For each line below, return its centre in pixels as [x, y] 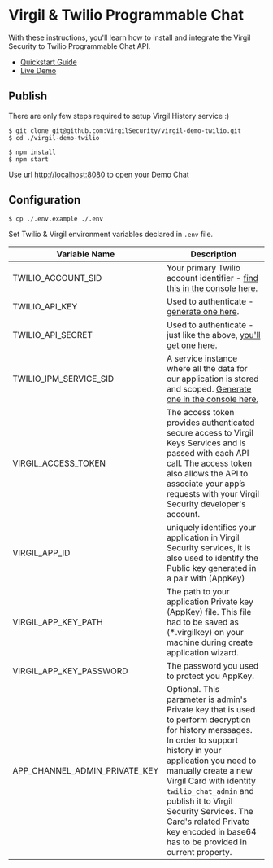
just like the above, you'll [213, 335]
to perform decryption [208, 720]
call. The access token [209, 463]
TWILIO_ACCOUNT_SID [57, 278]
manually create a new [210, 770]
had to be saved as [203, 622]
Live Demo [38, 70]
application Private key [210, 602]
